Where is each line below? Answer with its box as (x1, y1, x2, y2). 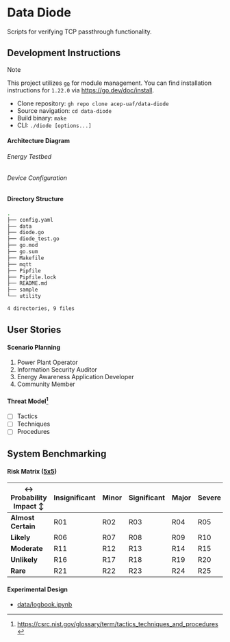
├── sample (7, 286, 38, 294)
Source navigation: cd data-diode (16, 106, 112, 114)
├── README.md (7, 280, 48, 287)
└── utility (7, 293, 41, 300)
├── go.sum (7, 248, 38, 255)
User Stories (7, 324, 62, 336)
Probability (10, 493, 47, 502)
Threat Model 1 (7, 396, 49, 405)
